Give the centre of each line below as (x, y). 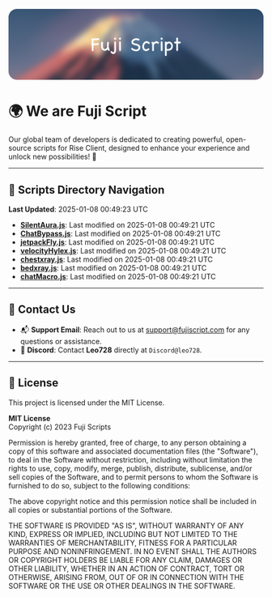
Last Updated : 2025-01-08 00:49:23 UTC (78, 209)
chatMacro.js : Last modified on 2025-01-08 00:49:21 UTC (118, 277)
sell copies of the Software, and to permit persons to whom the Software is (134, 477)
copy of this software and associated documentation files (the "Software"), (134, 451)
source (20, 148)
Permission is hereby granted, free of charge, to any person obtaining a (127, 442)
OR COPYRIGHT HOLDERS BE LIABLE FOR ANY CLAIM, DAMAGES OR (125, 560)
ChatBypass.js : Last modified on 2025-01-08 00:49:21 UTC (120, 234)
